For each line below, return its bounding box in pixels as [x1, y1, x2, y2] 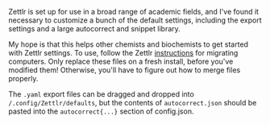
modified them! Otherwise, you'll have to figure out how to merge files [8, 65, 241, 75]
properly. [8, 74, 39, 83]
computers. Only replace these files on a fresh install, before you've [8, 56, 234, 66]
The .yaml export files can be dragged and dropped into [8, 89, 195, 99]
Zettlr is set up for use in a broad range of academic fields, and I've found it [8, 7, 260, 16]
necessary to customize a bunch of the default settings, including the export [8, 15, 262, 25]
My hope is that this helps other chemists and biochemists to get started [8, 39, 248, 49]
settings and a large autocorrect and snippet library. [8, 24, 181, 33]
